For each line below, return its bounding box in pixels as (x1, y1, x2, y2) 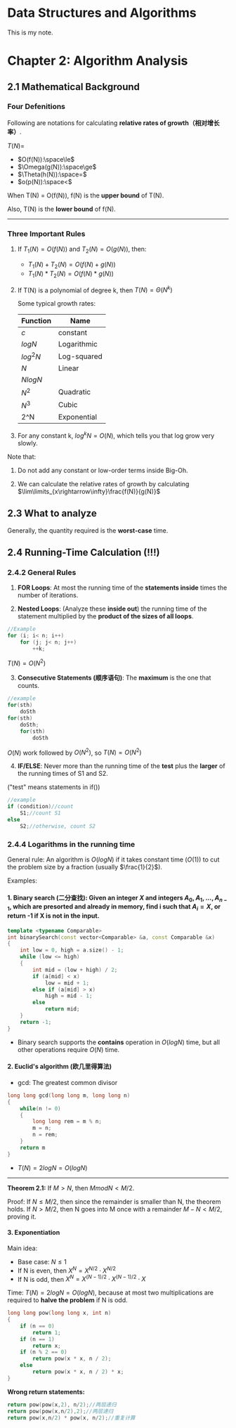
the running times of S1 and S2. (17, 770, 109, 778)
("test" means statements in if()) (7, 783, 100, 791)
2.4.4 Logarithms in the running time (7, 839, 136, 849)
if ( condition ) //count (7, 803, 74, 810)
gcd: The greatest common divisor (17, 1078, 118, 1086)
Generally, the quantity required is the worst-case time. (7, 526, 169, 535)
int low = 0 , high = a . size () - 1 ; (20, 947, 124, 954)
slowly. (17, 439, 38, 447)
